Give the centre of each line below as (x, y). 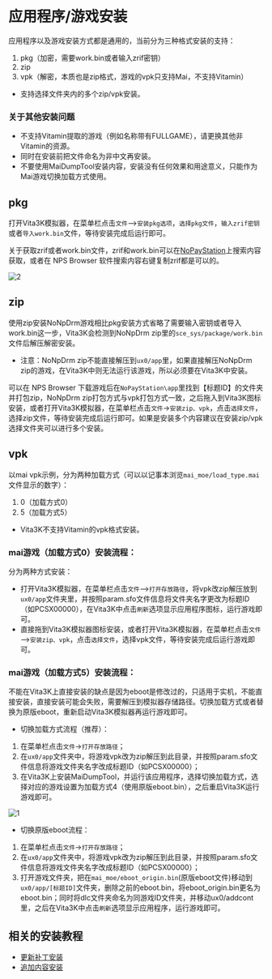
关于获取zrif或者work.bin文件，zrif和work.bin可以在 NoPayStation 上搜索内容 (135, 250)
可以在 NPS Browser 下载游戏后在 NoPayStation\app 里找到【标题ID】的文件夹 (136, 387)
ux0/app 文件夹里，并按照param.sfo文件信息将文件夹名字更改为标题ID (135, 599)
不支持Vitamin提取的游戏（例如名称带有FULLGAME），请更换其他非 (132, 136)
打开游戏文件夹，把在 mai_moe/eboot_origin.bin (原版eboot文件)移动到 (136, 878)
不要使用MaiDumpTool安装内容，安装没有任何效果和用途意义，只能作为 (138, 166)
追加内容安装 (41, 967)
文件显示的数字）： (38, 485)
